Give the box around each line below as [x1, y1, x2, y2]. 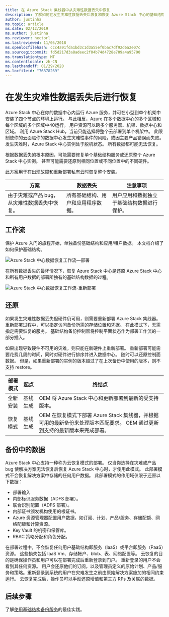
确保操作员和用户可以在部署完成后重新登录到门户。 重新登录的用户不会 [14, 557, 161, 563]
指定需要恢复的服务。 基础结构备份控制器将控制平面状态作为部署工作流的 [5, 328, 156, 334]
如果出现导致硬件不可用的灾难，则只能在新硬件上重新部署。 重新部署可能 [5, 345, 156, 351]
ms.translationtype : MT [5, 54, 55, 60]
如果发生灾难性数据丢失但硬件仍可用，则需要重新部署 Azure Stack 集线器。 [5, 315, 161, 321]
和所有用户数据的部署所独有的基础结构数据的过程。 [5, 274, 111, 280]
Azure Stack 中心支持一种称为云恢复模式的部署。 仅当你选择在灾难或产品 [5, 460, 156, 466]
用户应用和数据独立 [112, 191, 158, 198]
